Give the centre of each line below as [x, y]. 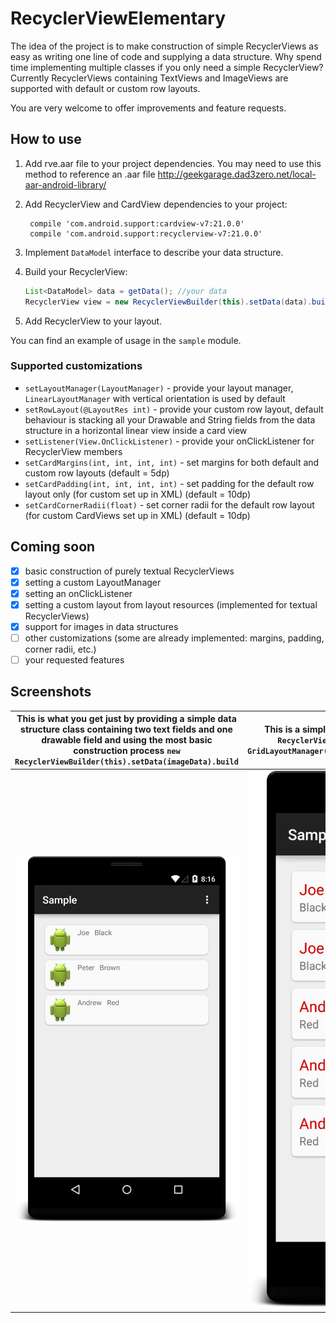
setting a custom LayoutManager [93, 582]
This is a [282, 729]
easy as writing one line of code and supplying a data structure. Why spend [166, 56]
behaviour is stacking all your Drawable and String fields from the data [170, 419]
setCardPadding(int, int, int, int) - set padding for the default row [169, 483]
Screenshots [51, 692]
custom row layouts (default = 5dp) [97, 473]
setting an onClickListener [78, 593]
